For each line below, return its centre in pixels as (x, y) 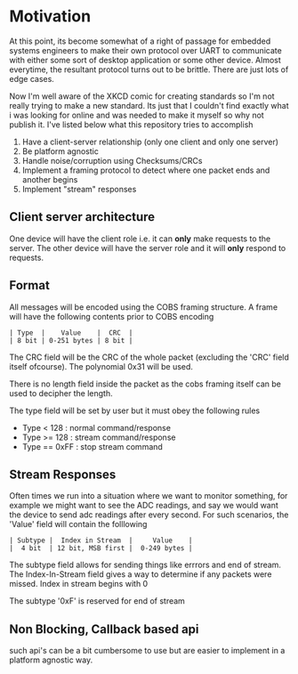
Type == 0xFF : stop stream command (92, 446)
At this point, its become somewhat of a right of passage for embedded (140, 41)
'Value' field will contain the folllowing (78, 524)
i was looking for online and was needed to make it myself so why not (137, 115)
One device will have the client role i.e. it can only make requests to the (140, 239)
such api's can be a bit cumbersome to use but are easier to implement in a (147, 651)
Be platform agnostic (60, 151)
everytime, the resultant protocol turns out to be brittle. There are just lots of (149, 69)
